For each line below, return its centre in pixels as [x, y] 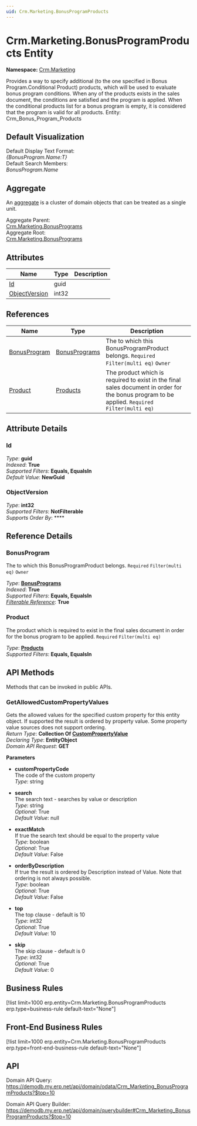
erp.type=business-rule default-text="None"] [61, 1009]
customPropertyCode [42, 769]
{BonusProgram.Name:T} [37, 157]
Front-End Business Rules [54, 1027]
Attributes [25, 258]
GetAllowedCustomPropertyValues [57, 702]
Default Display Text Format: [40, 151]
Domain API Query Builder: [38, 1104]
